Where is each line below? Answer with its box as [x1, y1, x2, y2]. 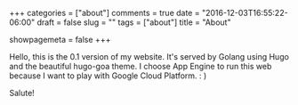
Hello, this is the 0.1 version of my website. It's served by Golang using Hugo [9, 52, 289, 61]
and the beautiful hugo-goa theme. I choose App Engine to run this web [9, 61, 272, 71]
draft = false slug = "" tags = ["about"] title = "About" [36, 17, 231, 28]
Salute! [9, 88, 36, 98]
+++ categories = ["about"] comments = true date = [9, 8, 200, 18]
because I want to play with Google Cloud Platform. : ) [9, 70, 207, 81]
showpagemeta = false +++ [9, 35, 111, 44]
